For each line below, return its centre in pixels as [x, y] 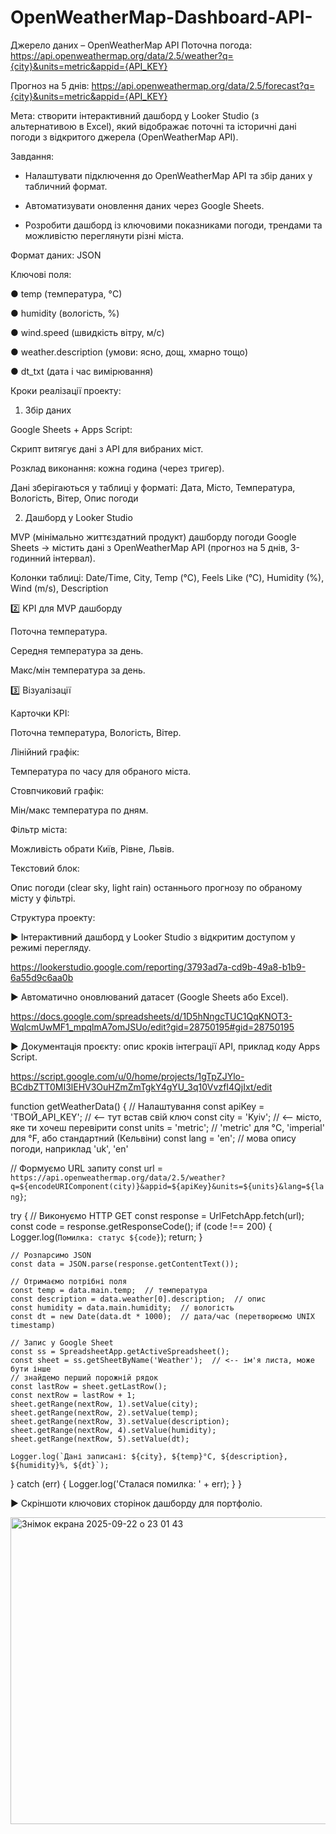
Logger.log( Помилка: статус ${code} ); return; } [106, 1237]
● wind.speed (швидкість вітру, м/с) [87, 332]
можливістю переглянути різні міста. [104, 235]
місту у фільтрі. [43, 898]
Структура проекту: [53, 917]
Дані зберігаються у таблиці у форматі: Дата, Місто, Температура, [153, 487]
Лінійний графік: [45, 752]
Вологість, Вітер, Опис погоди [74, 498]
